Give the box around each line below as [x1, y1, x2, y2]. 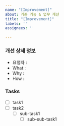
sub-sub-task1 [27, 116, 57, 122]
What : [12, 65, 26, 71]
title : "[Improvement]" [5, 16, 55, 21]
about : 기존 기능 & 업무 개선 [5, 12, 60, 17]
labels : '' [5, 21, 28, 26]
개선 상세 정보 [5, 48, 36, 55]
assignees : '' [5, 26, 35, 31]
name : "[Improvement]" [5, 7, 52, 12]
